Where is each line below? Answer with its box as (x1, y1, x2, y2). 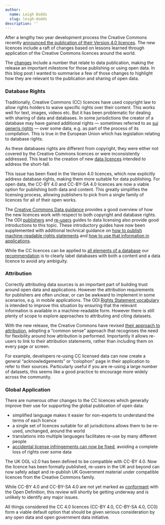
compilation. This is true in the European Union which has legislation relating (5, 130, 160, 136)
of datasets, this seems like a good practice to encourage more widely (5, 369, 148, 375)
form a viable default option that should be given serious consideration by (5, 509, 155, 515)
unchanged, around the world (25, 428, 85, 434)
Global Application (5, 386, 51, 393)
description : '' (5, 21, 38, 26)
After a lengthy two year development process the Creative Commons (5, 35, 147, 40)
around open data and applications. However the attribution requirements (5, 287, 154, 293)
